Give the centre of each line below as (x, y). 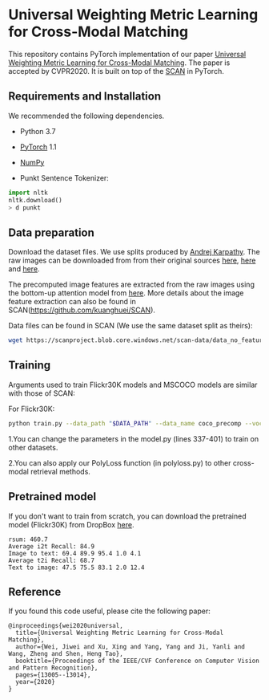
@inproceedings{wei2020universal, (66, 626)
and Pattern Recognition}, (53, 668)
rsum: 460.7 (28, 539)
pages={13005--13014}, (53, 675)
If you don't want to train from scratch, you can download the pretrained (127, 516)
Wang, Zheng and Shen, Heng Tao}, (66, 654)
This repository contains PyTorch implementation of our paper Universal (127, 54)
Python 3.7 (38, 131)
